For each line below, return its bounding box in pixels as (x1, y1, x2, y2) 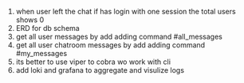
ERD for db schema (15, 24, 80, 32)
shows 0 (15, 15, 45, 25)
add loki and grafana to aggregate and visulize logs (15, 66, 185, 74)
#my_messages (15, 49, 68, 58)
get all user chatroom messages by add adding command (15, 40, 206, 50)
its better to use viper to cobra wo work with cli (15, 57, 171, 66)
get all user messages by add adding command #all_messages (15, 32, 223, 41)
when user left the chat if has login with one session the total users (15, 7, 237, 16)
